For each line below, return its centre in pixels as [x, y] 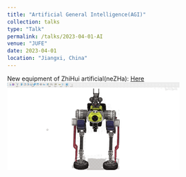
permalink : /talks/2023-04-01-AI [55, 37]
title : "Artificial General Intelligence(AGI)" [77, 14]
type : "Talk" [26, 29]
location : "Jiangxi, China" [48, 59]
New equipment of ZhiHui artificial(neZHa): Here [76, 79]
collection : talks [33, 22]
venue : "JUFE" [28, 44]
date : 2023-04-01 [32, 51]
